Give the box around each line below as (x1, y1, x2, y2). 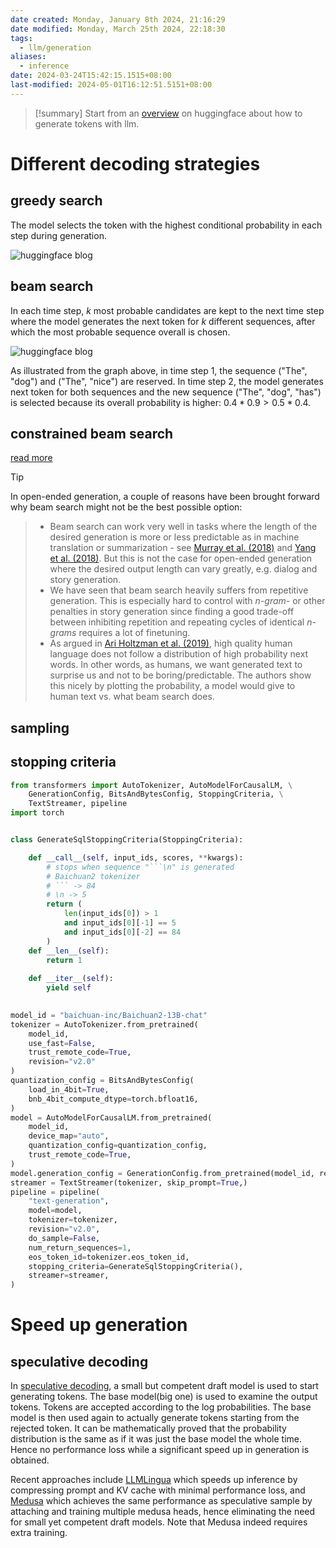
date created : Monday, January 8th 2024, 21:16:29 (10, 14, 226, 25)
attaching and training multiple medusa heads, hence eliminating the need (10, 1506, 316, 1518)
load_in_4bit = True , (28, 1084, 110, 1095)
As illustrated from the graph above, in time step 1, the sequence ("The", (10, 364, 308, 376)
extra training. (10, 1527, 68, 1539)
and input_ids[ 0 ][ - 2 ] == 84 (63, 927, 182, 937)
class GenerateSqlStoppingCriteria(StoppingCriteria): (10, 835, 244, 845)
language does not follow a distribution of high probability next (49, 648, 309, 660)
